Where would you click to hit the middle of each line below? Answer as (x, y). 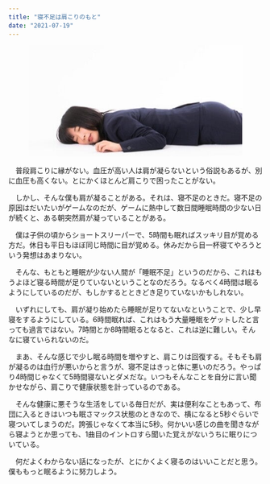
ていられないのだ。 (61, 340)
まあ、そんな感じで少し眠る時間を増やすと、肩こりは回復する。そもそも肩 (139, 357)
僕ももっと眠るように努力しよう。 (65, 472)
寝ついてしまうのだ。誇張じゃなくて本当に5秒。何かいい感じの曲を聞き (127, 424)
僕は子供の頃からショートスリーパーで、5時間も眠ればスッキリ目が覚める (137, 235)
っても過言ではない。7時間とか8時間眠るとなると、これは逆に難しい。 (125, 329)
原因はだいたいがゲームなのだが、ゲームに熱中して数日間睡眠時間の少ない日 (135, 208)
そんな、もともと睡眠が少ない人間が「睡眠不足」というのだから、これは (135, 272)
